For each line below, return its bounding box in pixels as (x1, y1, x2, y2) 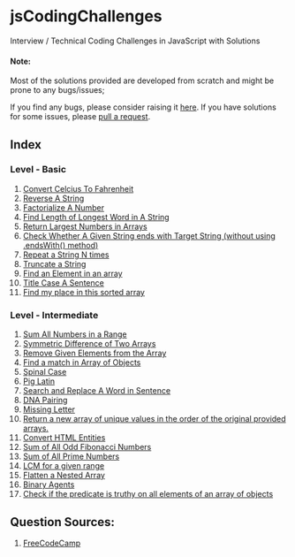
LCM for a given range (22, 461, 105, 471)
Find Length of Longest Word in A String (22, 211, 170, 222)
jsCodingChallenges (10, 6, 163, 27)
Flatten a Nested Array (22, 470, 105, 481)
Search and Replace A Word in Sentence (22, 385, 171, 396)
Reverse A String (22, 193, 85, 203)
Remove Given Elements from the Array (22, 347, 167, 359)
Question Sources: (10, 515, 116, 530)
